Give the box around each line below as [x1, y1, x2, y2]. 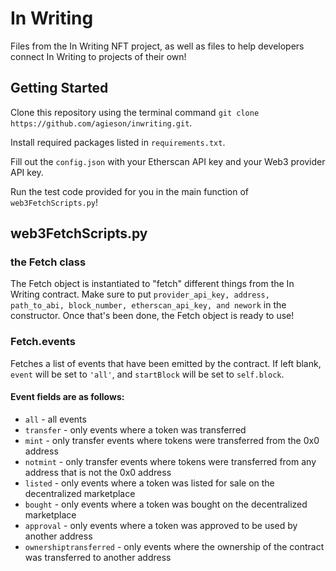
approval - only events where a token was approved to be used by [24, 519, 298, 531]
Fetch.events [10, 335, 76, 349]
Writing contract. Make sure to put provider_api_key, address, [10, 288, 270, 301]
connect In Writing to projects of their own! [10, 50, 187, 62]
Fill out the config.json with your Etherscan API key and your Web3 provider [10, 155, 326, 167]
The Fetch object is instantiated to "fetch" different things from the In [10, 278, 295, 290]
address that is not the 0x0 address [24, 466, 172, 478]
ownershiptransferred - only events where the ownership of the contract [24, 540, 325, 552]
